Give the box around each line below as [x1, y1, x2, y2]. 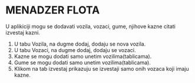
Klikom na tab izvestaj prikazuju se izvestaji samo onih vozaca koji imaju [14, 65, 189, 72]
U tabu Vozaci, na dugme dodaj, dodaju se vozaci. [14, 46, 136, 53]
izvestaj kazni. [5, 29, 41, 36]
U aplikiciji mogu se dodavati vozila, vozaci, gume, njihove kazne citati [5, 23, 176, 30]
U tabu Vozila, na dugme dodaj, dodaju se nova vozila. [14, 40, 146, 47]
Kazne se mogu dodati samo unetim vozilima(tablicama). [14, 53, 152, 60]
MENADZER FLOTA [5, 4, 100, 17]
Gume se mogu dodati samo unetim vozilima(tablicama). [14, 59, 151, 66]
